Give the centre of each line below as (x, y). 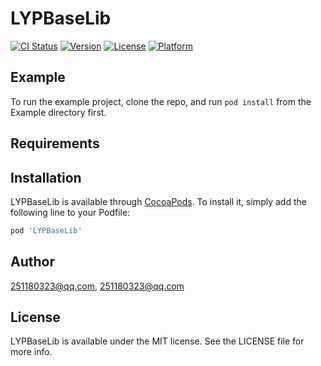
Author (32, 262)
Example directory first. (58, 112)
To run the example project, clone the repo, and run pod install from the (161, 101)
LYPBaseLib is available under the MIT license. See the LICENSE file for (157, 341)
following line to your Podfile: (70, 212)
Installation (46, 177)
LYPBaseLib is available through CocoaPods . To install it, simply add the (158, 201)
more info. (31, 352)
